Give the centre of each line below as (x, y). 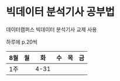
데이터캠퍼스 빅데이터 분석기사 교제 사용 (52, 29)
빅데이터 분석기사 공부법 (61, 12)
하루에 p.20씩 (22, 42)
